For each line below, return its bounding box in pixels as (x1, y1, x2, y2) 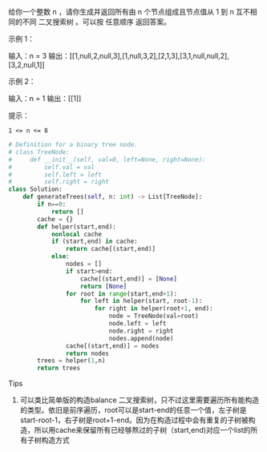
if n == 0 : (37, 200, 67, 208)
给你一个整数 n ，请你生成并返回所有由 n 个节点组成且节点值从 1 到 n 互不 (8, 7, 251, 16)
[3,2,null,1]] (8, 60, 46, 70)
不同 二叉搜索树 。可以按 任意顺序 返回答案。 (22, 17, 171, 26)
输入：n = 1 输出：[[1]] (8, 94, 82, 103)
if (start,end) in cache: (51, 237, 138, 246)
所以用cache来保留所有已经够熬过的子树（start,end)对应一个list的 (34, 426, 251, 435)
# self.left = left (8, 171, 103, 179)
